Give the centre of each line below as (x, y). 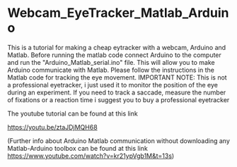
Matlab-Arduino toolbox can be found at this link (78, 148)
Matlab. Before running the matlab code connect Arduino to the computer (114, 55)
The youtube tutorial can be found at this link (73, 113)
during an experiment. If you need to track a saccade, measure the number (117, 92)
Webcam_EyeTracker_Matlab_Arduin (118, 13)
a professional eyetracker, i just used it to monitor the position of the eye (112, 85)
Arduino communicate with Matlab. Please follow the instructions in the (111, 70)
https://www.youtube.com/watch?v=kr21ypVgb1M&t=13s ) (91, 156)
